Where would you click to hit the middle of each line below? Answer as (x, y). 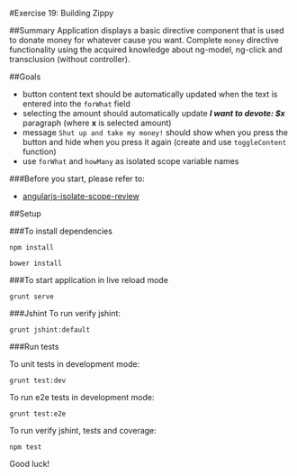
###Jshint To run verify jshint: (65, 313)
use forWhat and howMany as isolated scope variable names (130, 161)
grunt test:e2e (38, 414)
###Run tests (34, 347)
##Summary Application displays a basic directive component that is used (147, 30)
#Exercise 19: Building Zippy (62, 13)
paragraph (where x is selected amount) (97, 123)
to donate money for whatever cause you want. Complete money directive (144, 40)
